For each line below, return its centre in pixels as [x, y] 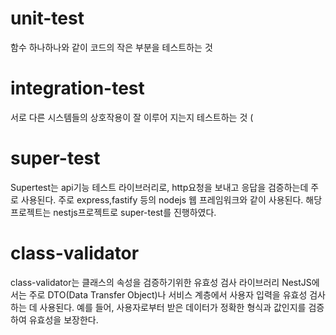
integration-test [77, 88]
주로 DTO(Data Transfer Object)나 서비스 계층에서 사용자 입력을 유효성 [168, 294]
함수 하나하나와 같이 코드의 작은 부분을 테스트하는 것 [111, 47]
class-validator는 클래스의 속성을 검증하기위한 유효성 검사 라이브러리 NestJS [161, 282]
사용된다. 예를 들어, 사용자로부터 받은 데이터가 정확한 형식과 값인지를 [173, 307]
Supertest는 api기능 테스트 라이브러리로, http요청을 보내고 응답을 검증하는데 [159, 187]
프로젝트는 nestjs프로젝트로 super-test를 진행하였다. [113, 212]
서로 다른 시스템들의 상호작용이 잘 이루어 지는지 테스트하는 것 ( [132, 117]
